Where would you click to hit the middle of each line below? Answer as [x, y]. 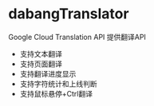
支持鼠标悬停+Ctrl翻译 [56, 93]
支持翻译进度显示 [48, 73]
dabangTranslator [69, 14]
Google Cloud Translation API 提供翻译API [77, 37]
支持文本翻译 [41, 53]
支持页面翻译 [41, 64]
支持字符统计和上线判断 [58, 84]
